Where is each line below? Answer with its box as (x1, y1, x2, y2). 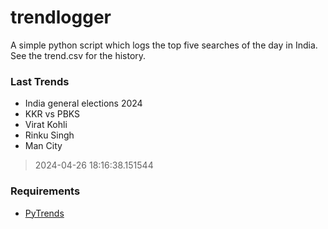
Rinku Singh (24, 129, 75, 141)
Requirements (10, 184, 81, 198)
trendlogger (10, 6, 112, 29)
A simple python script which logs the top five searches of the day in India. (10, 39, 318, 51)
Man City (24, 140, 63, 152)
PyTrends (24, 207, 65, 219)
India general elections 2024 (24, 97, 143, 110)
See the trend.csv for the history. (10, 49, 147, 61)
